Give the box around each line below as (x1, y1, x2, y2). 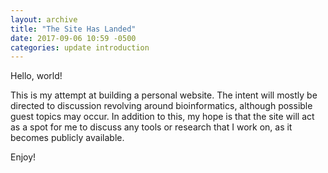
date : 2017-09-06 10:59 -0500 (10, 33, 137, 43)
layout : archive (10, 14, 78, 25)
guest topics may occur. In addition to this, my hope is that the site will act (10, 111, 315, 123)
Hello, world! (10, 70, 63, 82)
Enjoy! (10, 151, 37, 163)
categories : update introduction (10, 42, 150, 53)
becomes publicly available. (10, 132, 125, 144)
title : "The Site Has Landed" (10, 24, 137, 34)
